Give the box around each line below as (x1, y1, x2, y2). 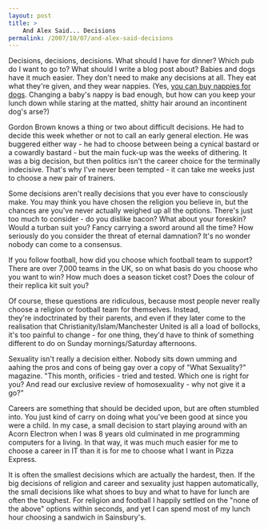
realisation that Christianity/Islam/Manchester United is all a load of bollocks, (8, 321, 261, 332)
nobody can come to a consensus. (8, 240, 122, 249)
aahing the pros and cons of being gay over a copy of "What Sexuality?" (8, 363, 246, 373)
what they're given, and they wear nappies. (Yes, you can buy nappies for (8, 82, 251, 91)
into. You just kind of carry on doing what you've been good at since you (8, 412, 248, 422)
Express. (8, 455, 38, 464)
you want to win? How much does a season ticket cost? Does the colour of (8, 273, 254, 282)
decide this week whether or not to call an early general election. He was (8, 131, 250, 141)
